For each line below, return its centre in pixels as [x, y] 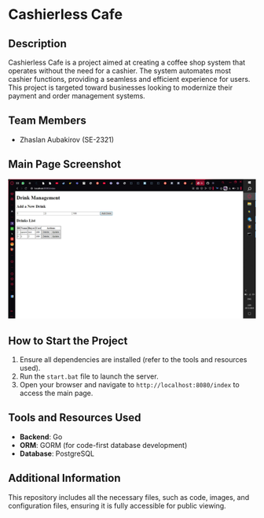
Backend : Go [41, 437]
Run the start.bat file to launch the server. [89, 376]
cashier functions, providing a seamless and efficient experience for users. [129, 79]
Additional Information [64, 478]
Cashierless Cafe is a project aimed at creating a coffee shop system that [127, 62]
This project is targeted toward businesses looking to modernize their [121, 87]
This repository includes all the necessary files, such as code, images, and [129, 497]
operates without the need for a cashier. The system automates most [120, 71]
